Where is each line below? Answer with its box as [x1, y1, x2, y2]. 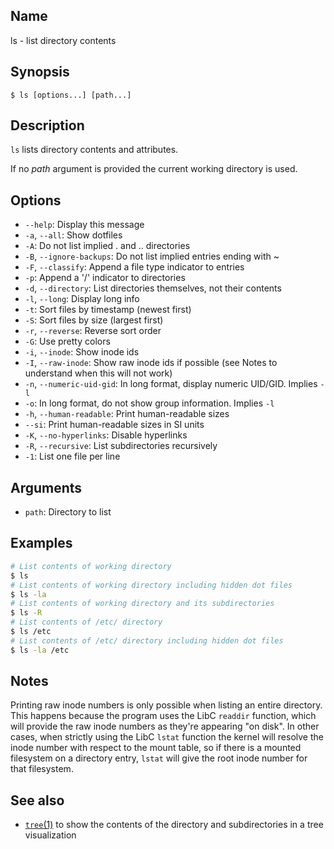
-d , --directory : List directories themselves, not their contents [24, 282, 282, 294]
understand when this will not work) [24, 367, 173, 379]
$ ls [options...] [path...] [10, 90, 132, 100]
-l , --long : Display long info [24, 293, 140, 305]
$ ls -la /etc [10, 645, 70, 655]
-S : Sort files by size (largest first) [24, 314, 164, 326]
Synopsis [10, 64, 70, 81]
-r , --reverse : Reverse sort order [24, 325, 162, 337]
